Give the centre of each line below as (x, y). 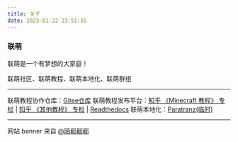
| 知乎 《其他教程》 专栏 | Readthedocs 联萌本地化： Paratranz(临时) (114, 109)
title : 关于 (24, 14)
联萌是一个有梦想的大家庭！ (48, 63)
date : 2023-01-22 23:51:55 (47, 21)
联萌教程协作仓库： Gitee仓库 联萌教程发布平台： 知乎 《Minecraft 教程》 (112, 100)
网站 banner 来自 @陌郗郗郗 (48, 131)
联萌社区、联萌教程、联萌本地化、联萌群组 (69, 78)
